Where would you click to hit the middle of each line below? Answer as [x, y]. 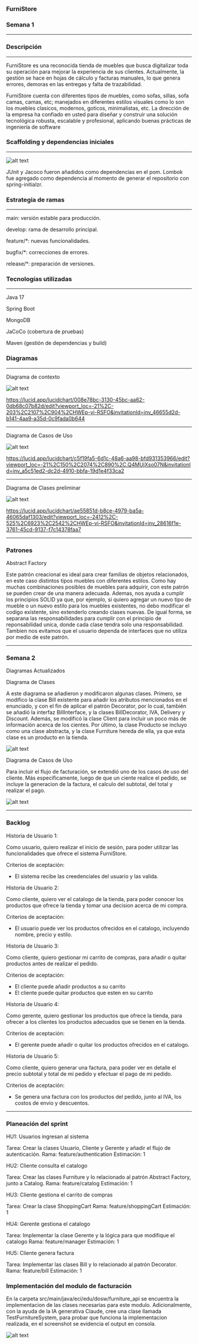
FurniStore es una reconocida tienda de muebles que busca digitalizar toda [97, 65]
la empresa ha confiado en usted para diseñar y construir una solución [92, 114]
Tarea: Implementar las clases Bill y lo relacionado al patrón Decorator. [92, 1264]
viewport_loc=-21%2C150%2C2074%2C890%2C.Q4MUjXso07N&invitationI [98, 464]
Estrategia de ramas [35, 199]
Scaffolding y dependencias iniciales [60, 142]
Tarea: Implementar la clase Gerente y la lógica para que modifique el [90, 1235]
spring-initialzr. [24, 184]
